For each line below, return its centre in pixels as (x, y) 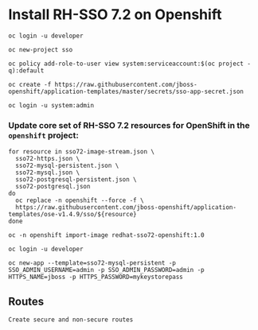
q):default (26, 70)
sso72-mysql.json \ (48, 173)
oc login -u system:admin (51, 105)
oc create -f (30, 84)
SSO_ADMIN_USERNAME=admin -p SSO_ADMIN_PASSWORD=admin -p (106, 270)
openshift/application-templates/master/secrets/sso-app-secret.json (126, 91)
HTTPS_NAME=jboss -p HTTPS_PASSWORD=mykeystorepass (96, 277)
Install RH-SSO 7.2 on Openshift (115, 15)
